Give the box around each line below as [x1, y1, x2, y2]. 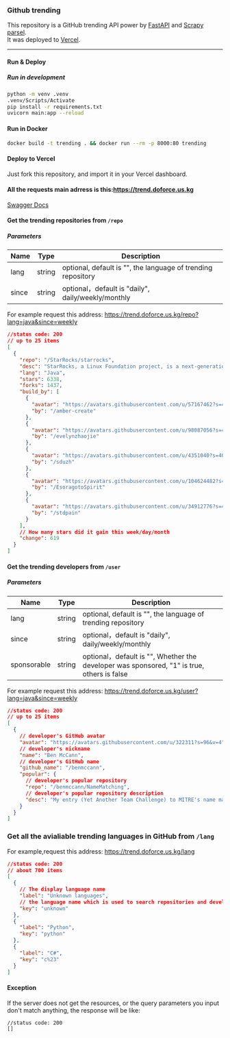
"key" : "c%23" [19, 956, 60, 963]
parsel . [7, 28, 27, 36]
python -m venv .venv [7, 90, 69, 97]
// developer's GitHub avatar [19, 732, 106, 740]
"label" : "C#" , [19, 950, 63, 956]
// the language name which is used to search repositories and [19, 898, 207, 906]
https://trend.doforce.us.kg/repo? [104, 310, 199, 319]
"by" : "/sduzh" [31, 458, 75, 465]
